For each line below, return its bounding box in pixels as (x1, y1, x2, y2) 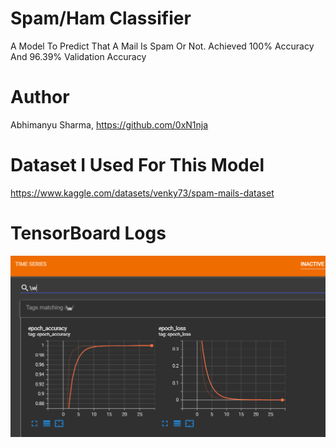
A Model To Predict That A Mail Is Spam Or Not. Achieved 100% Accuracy (10, 40, 315, 52)
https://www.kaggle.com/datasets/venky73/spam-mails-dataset (10, 187, 275, 199)
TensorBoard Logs (10, 222, 167, 244)
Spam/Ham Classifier (10, 7, 192, 30)
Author (10, 86, 70, 109)
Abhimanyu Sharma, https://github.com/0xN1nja (10, 118, 209, 131)
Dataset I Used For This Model (10, 154, 265, 177)
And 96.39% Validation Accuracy (10, 50, 147, 62)
